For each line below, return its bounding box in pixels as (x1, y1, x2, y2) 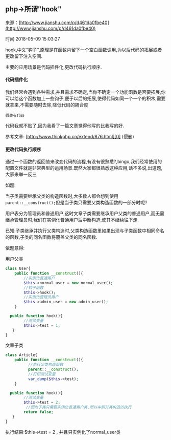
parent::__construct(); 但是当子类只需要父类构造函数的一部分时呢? (5, 199, 148, 206)
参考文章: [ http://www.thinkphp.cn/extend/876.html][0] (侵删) (5, 134, 134, 140)
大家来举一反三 (5, 171, 37, 178)
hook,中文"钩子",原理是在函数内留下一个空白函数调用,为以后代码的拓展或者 (5, 47, 162, 53)
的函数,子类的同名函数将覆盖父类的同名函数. (5, 234, 98, 240)
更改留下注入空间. (5, 53, 43, 59)
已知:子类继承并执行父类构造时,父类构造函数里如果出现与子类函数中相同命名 (5, 227, 165, 234)
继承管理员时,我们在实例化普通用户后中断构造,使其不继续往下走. (5, 217, 139, 223)
